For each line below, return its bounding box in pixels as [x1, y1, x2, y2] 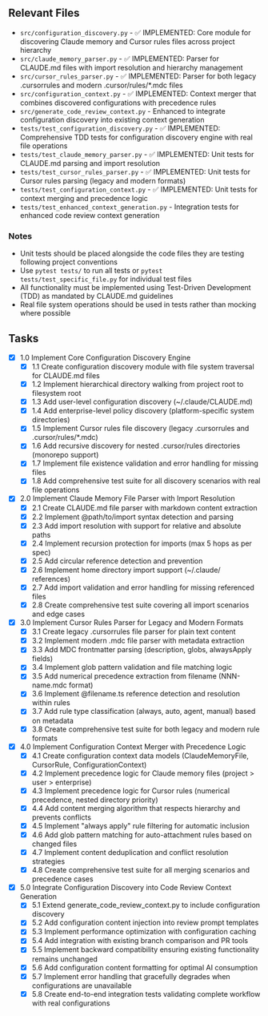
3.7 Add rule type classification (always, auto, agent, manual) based [31, 707, 256, 716]
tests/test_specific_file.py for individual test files [19, 274, 192, 284]
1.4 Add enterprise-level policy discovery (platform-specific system [31, 406, 254, 416]
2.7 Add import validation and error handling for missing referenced [31, 583, 254, 592]
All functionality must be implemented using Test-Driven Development [19, 283, 251, 292]
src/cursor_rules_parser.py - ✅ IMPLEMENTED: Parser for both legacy [19, 71, 257, 81]
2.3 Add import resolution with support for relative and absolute [31, 521, 242, 530]
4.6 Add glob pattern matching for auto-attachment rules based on [31, 829, 252, 840]
